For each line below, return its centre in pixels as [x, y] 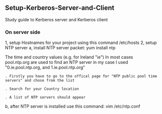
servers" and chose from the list [40, 81]
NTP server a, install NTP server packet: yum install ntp [60, 48]
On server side [23, 32]
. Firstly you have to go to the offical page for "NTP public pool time [81, 76]
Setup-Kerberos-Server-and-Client [60, 8]
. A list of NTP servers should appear [45, 98]
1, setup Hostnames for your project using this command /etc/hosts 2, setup [81, 43]
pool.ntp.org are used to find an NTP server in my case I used [67, 62]
